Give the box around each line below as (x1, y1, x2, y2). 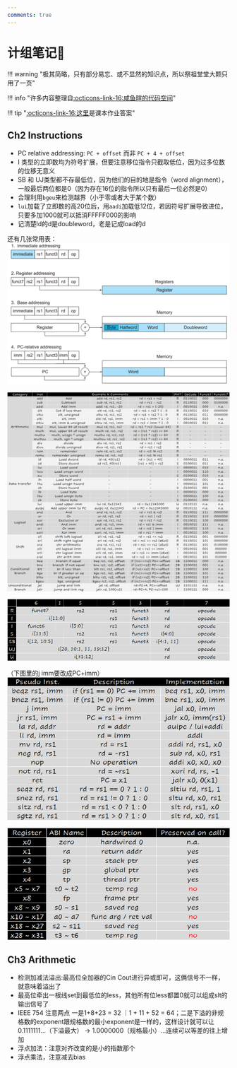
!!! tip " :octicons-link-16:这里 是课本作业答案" (7, 108, 135, 117)
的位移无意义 (17, 167, 55, 175)
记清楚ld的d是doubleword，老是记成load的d (17, 220, 146, 228)
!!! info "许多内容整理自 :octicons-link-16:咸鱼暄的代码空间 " (7, 93, 176, 102)
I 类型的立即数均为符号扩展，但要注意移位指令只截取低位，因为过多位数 (17, 158, 226, 166)
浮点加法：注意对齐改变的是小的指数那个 (17, 1044, 135, 1052)
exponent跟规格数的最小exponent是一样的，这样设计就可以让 (36, 1018, 215, 1026)
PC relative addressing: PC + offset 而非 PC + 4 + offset (17, 149, 186, 158)
